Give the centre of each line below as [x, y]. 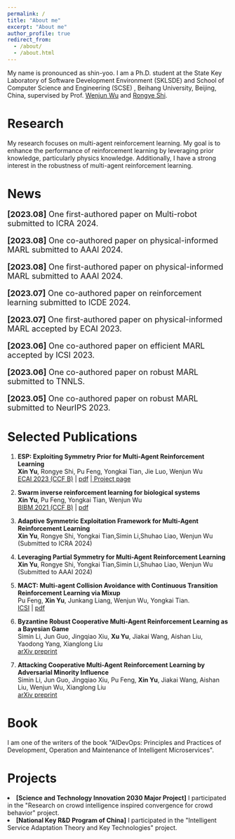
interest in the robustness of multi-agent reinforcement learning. [100, 165]
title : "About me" [34, 20]
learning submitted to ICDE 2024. [69, 302]
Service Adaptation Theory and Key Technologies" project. [92, 827]
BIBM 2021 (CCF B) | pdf [53, 507]
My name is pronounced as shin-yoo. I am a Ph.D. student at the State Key [115, 73]
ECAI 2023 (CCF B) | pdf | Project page [74, 479]
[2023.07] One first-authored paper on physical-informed [115, 319]
